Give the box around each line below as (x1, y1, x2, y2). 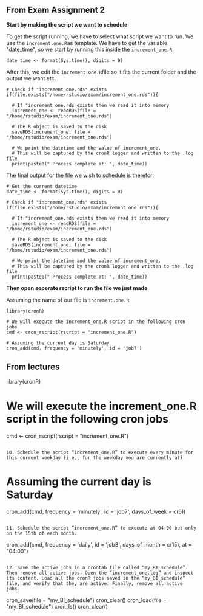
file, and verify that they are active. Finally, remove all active (6, 580, 183, 586)
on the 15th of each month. (6, 530, 78, 536)
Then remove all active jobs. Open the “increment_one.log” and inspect (6, 570, 194, 576)
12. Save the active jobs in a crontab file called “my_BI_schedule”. (6, 564, 188, 570)
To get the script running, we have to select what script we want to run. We (6, 33, 194, 40)
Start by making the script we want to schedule (6, 21, 128, 28)
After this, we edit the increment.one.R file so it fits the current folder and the (6, 68, 197, 75)
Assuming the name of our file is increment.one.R (6, 296, 130, 303)
